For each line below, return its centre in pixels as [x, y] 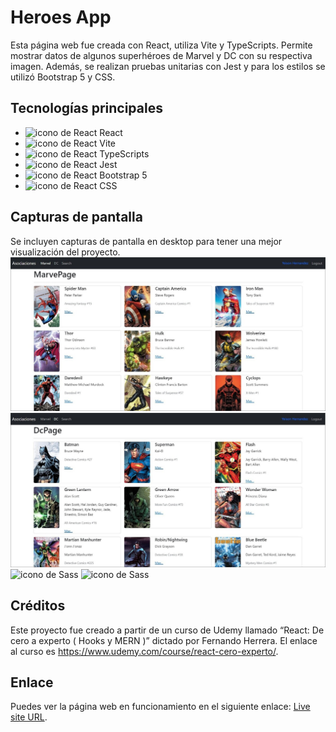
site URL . [29, 717]
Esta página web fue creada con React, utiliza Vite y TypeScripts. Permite [161, 45]
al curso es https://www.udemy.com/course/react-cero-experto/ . [144, 651]
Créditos [38, 606]
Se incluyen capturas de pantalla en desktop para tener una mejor [146, 241]
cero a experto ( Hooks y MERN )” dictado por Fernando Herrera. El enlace [164, 640]
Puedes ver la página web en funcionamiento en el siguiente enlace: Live [160, 707]
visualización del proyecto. [65, 252]
